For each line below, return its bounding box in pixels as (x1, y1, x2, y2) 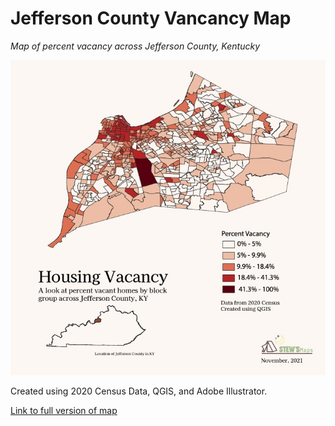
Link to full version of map (10, 404, 118, 416)
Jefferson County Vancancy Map (10, 7, 292, 30)
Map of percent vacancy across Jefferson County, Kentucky (10, 40, 260, 52)
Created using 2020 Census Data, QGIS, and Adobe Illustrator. (10, 385, 268, 397)
